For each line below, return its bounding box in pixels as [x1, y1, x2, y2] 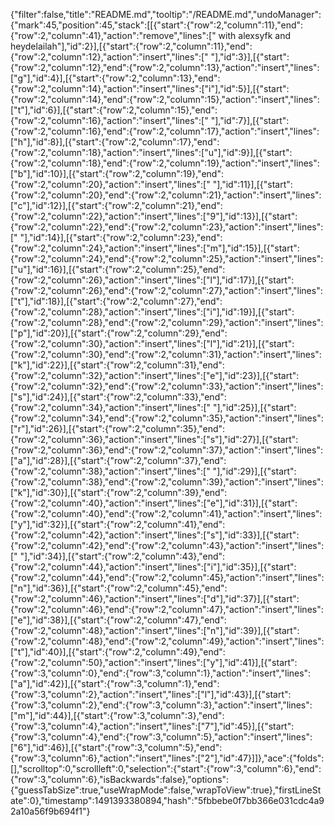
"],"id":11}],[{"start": [212, 179, 293, 190]
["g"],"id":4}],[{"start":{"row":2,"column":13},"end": [10, 72, 221, 84]
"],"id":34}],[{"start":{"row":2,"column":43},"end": [19, 550, 226, 562]
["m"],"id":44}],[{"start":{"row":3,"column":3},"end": [10, 710, 225, 721]
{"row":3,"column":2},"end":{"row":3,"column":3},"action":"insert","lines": [10, 699, 313, 711]
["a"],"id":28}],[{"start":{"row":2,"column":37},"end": [10, 455, 227, 466]
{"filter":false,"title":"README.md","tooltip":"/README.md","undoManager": [10, 9, 322, 20]
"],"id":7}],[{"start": [210, 115, 290, 126]
